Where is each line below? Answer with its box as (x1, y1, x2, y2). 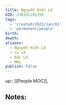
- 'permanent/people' (10, 26, 55, 31)
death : (5, 36, 19, 41)
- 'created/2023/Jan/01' (10, 21, 62, 27)
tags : (5, 17, 17, 22)
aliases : (5, 41, 24, 46)
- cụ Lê (10, 50, 26, 55)
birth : (5, 31, 19, 36)
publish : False (5, 64, 37, 69)
